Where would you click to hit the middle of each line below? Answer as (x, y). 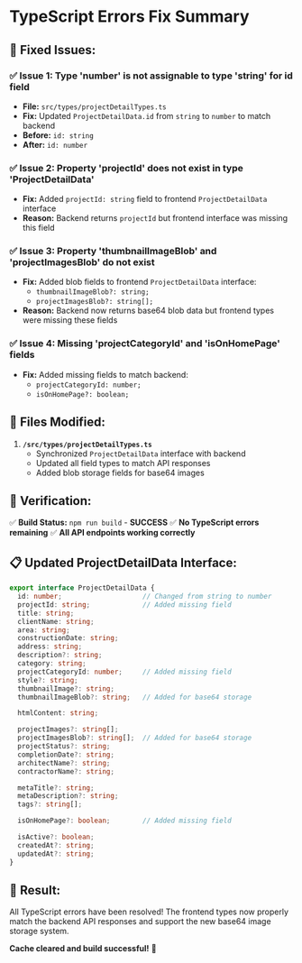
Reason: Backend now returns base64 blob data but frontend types (148, 311)
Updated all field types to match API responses (123, 463)
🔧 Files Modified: (58, 422)
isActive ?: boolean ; (56, 837)
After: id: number (55, 144)
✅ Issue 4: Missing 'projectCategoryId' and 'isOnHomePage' (145, 344)
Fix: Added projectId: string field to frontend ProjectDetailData (145, 199)
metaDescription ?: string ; (68, 796)
